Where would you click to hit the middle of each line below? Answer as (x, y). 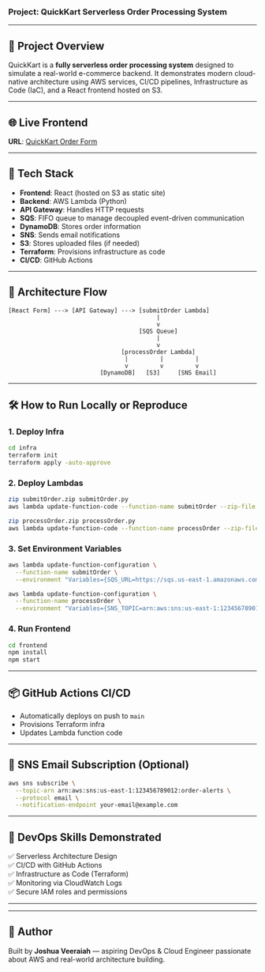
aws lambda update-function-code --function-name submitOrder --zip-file (132, 507)
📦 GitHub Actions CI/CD (70, 693)
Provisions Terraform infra (62, 724)
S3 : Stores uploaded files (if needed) (80, 243)
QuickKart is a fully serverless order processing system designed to (121, 65)
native (18, 82)
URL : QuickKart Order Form (53, 141)
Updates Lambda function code (71, 733)
